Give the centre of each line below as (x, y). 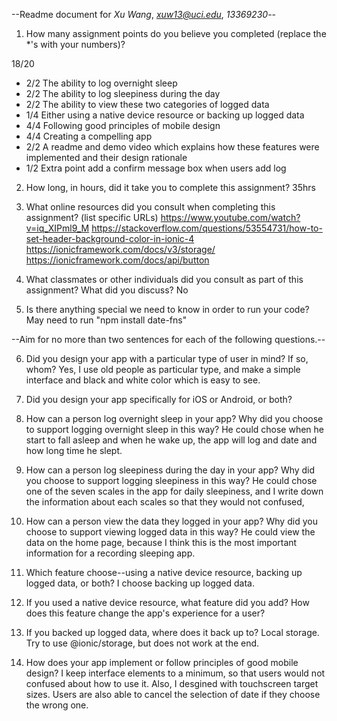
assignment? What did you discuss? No (107, 290)
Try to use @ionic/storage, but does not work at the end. (142, 643)
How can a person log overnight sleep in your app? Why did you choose (174, 418)
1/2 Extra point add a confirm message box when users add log (156, 168)
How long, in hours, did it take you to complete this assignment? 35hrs (170, 187)
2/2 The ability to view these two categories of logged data (147, 104)
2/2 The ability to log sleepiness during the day (123, 93)
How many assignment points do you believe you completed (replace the (176, 33)
